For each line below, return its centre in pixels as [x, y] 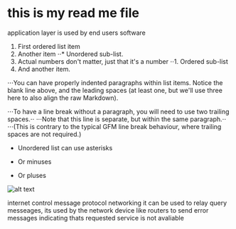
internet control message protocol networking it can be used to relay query [117, 203]
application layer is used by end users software [76, 33]
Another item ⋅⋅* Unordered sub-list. [70, 54]
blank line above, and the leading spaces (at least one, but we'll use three [115, 90]
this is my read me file [74, 13]
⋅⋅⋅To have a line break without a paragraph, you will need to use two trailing [118, 111]
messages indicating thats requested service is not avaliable [96, 218]
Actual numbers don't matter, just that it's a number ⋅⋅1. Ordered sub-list [123, 61]
